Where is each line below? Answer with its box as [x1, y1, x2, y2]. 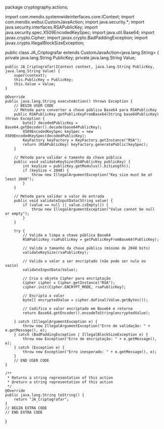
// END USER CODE [14, 358, 50, 363]
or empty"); [5, 211, 29, 216]
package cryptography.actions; [5, 4, 69, 10]
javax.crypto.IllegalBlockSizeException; [5, 40, 84, 46]
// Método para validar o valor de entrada [14, 194, 105, 199]
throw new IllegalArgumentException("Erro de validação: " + [23, 323, 151, 328]
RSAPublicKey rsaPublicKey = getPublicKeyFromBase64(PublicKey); [23, 237, 160, 242]
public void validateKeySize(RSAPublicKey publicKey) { [14, 159, 131, 164]
